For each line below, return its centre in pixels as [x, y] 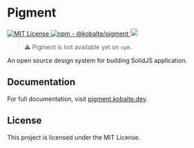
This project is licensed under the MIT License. [74, 137]
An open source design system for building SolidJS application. [97, 60]
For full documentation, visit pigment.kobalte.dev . [78, 99]
